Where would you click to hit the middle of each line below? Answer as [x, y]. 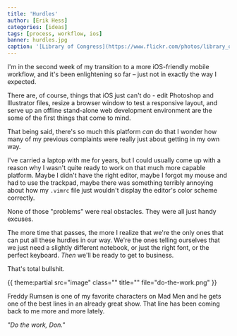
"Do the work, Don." [36, 325]
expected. [22, 82]
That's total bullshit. [36, 269]
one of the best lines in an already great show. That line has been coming [114, 304]
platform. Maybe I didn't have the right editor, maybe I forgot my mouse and [117, 175]
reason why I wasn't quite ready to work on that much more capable [107, 168]
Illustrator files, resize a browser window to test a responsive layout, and [113, 103]
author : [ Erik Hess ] [38, 20]
